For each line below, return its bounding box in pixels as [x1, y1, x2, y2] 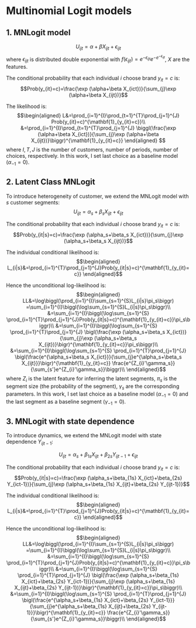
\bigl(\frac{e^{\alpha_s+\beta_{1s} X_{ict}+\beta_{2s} [22, 596, 149, 603]
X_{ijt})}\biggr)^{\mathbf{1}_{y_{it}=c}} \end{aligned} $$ [31, 137, 166, 144]
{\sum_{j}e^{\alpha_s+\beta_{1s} [29, 603, 107, 610]
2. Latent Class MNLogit [6, 177, 95, 187]
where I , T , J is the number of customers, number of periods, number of [6, 146, 178, 153]
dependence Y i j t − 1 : [6, 438, 54, 447]
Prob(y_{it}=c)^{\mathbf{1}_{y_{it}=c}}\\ [51, 118, 146, 125]
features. [6, 63, 28, 70]
